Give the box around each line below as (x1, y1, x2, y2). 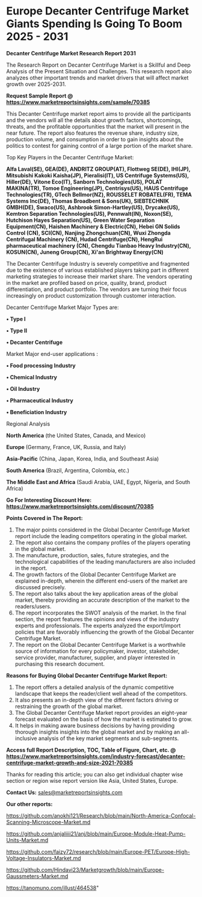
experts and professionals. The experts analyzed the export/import (14, 622, 181, 629)
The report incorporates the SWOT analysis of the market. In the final (14, 609, 186, 616)
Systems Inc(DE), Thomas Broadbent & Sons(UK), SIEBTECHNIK (6, 197, 170, 204)
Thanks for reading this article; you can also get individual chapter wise (6, 771, 183, 778)
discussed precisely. (14, 583, 66, 590)
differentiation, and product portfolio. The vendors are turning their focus (6, 286, 187, 293)
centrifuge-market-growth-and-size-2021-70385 (6, 759, 133, 766)
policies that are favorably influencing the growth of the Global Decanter (14, 628, 194, 635)
